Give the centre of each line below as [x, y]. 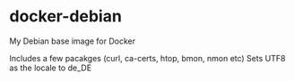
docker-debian [66, 16]
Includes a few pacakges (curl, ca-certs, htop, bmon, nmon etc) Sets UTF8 [147, 58]
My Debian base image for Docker [73, 41]
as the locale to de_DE [51, 68]
